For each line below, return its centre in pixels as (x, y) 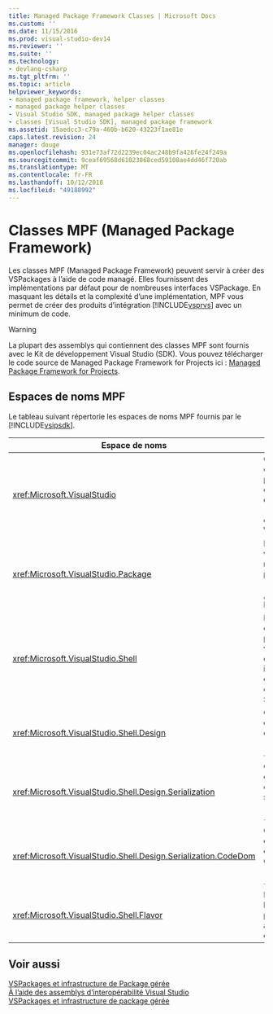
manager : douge (34, 145)
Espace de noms (134, 445)
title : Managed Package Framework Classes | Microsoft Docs (113, 16)
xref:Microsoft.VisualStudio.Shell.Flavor (88, 915)
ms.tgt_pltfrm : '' (39, 77)
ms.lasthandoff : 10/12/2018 (56, 183)
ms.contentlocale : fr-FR (50, 175)
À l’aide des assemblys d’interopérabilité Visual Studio (99, 992)
